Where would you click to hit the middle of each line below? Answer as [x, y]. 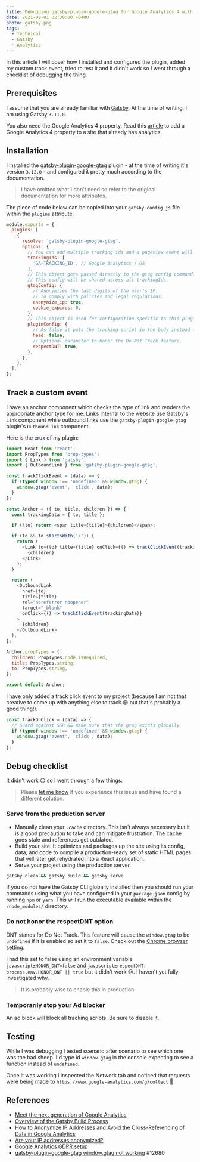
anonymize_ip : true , [58, 302]
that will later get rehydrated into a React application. [79, 858]
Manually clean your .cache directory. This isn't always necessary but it [102, 827]
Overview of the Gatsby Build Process [61, 1121]
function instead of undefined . [43, 1064]
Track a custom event [47, 393]
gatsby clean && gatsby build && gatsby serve [65, 876]
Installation [27, 151]
